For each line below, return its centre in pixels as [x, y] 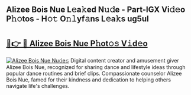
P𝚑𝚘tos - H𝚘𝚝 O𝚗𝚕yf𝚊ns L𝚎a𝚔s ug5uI [77, 19]
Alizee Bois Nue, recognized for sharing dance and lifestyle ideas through [96, 67]
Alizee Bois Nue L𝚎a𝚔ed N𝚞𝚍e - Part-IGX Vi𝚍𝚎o [96, 10]
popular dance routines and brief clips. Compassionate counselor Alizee [94, 73]
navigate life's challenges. [38, 86]
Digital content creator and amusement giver [125, 60]
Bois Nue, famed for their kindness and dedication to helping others [89, 80]
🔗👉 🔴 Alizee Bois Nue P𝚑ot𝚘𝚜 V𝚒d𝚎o [77, 43]
